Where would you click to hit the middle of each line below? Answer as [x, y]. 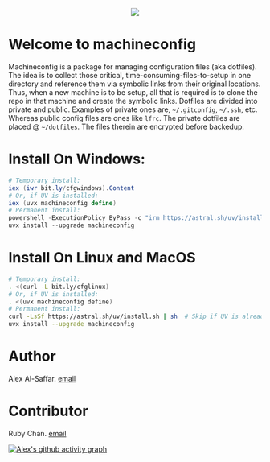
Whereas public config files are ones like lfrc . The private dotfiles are [124, 118]
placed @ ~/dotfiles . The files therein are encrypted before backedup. [127, 126]
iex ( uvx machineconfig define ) [62, 203]
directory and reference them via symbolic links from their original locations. [135, 84]
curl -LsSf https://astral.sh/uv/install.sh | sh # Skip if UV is [124, 317]
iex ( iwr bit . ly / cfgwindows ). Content [72, 188]
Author [32, 356]
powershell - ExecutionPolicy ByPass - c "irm [84, 218]
